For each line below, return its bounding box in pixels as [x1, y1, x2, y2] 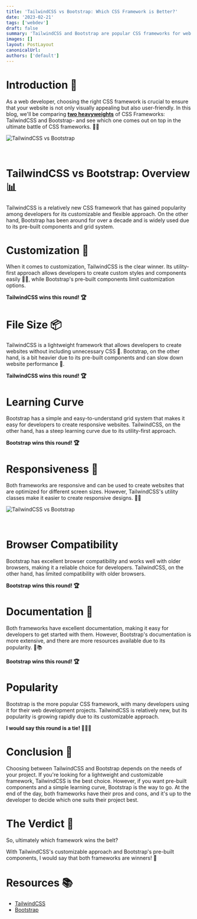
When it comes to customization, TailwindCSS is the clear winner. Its [6, 263, 173, 270]
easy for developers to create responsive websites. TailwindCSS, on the [6, 421, 181, 428]
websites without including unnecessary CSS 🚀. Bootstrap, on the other [6, 348, 180, 355]
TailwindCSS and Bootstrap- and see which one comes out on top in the [6, 117, 181, 124]
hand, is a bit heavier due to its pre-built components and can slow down [6, 354, 183, 361]
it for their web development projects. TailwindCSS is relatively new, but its [6, 707, 188, 714]
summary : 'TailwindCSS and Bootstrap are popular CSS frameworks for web [6, 31, 192, 37]
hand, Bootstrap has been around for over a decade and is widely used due [6, 217, 190, 224]
